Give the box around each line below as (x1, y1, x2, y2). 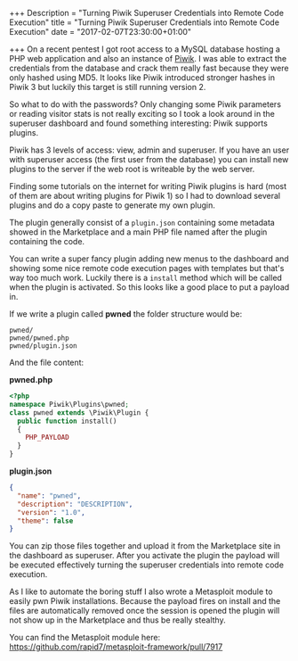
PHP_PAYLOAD (25, 433, 69, 442)
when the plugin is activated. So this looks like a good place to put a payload (9, 282, 290, 293)
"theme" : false (17, 516, 74, 525)
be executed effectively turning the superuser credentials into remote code (9, 559, 285, 570)
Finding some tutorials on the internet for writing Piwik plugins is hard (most (9, 181, 287, 191)
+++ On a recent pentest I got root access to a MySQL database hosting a (9, 44, 280, 54)
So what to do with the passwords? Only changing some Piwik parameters (9, 99, 282, 110)
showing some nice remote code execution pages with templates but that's (9, 263, 285, 273)
